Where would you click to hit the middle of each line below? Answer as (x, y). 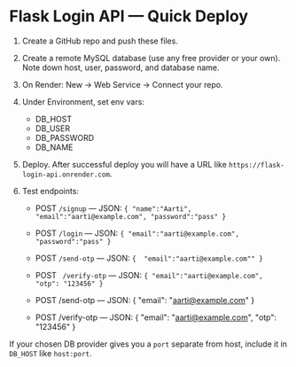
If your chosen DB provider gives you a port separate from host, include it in (148, 344)
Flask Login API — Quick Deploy (129, 16)
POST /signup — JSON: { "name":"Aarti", (113, 208)
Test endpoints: (51, 191)
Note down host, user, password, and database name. (121, 67)
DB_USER (53, 128)
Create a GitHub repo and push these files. (100, 41)
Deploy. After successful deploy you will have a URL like (125, 164)
